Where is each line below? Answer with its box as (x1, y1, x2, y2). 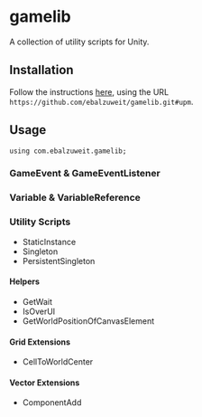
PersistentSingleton (22, 255, 96, 266)
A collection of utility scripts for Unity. (9, 36, 150, 47)
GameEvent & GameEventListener (9, 167, 161, 180)
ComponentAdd (22, 397, 82, 408)
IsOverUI (22, 306, 56, 317)
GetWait (22, 296, 52, 307)
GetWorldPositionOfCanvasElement (22, 315, 155, 327)
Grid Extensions (9, 336, 70, 347)
